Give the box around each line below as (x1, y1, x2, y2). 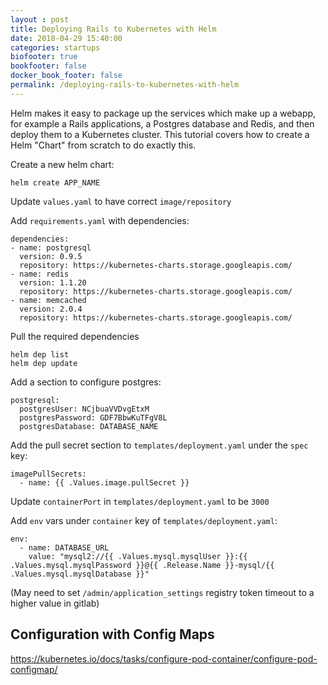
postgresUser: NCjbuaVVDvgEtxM (19, 404, 150, 414)
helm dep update (10, 358, 78, 368)
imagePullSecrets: (10, 469, 87, 479)
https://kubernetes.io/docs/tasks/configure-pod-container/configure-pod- (10, 652, 318, 665)
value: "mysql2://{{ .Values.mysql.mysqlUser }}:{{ (28, 551, 248, 561)
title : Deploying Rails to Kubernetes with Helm (10, 24, 217, 34)
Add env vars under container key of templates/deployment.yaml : (10, 514, 278, 526)
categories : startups (10, 42, 101, 53)
